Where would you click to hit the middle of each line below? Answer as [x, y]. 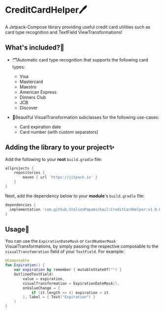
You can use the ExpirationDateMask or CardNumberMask [61, 241]
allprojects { [20, 168]
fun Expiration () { [25, 265]
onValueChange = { [41, 288]
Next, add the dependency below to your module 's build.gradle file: [75, 196]
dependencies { [21, 205]
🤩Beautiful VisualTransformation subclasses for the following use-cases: [86, 117]
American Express [38, 92]
